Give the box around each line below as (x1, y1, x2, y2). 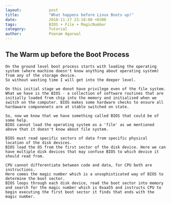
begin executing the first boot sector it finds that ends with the (5, 189, 155, 195)
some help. (5, 117, 29, 123)
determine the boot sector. (5, 176, 66, 181)
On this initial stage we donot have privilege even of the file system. (5, 86, 166, 91)
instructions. (5, 167, 36, 172)
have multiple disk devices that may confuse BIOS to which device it (5, 149, 159, 154)
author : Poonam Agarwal (5, 31, 81, 36)
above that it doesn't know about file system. (5, 127, 109, 132)
